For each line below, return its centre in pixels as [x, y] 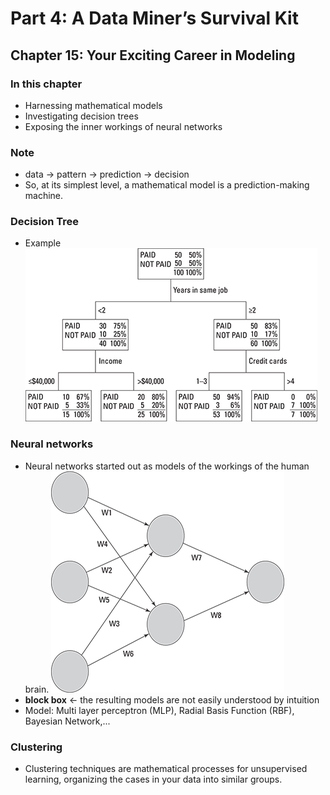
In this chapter [46, 84]
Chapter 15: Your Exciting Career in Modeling [153, 55]
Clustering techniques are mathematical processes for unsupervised [166, 769]
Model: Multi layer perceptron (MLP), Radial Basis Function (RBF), [159, 710]
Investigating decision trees [81, 116]
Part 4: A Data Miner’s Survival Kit [154, 18]
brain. [37, 689]
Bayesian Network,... [67, 721]
